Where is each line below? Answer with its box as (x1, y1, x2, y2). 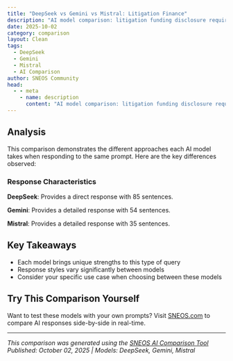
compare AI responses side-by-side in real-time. (7, 319, 146, 327)
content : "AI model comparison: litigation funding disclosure (25, 101, 213, 108)
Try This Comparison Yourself (7, 293, 140, 305)
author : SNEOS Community (7, 74, 79, 82)
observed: (7, 159, 37, 167)
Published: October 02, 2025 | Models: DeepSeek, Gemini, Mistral (7, 346, 196, 354)
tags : (7, 42, 23, 49)
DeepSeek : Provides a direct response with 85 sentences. (7, 192, 173, 201)
